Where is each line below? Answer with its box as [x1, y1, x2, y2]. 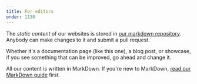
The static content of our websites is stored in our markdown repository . [6, 30, 181, 37]
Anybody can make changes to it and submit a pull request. [6, 36, 150, 43]
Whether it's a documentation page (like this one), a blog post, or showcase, [6, 47, 191, 54]
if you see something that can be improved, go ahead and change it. [6, 54, 172, 61]
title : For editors [6, 8, 54, 15]
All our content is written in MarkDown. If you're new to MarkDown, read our [6, 65, 191, 72]
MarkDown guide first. [6, 71, 61, 78]
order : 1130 [6, 14, 35, 20]
